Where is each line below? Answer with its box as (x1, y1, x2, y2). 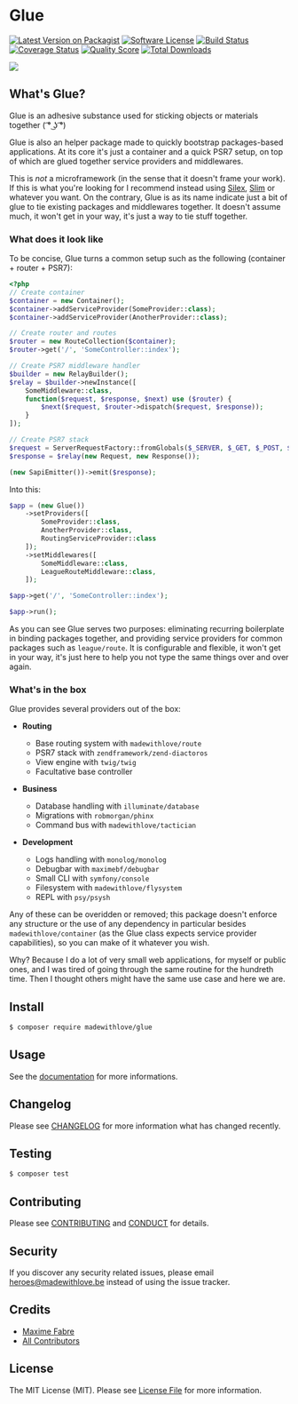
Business (21, 784, 58, 794)
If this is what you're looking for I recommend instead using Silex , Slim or (9, 182, 275, 193)
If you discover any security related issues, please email (9, 1267, 215, 1278)
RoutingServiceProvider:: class (41, 534, 157, 543)
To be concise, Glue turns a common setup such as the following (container (9, 253, 286, 264)
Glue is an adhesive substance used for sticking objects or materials (9, 110, 259, 121)
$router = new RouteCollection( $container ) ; (9, 337, 176, 347)
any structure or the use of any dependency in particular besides (9, 919, 247, 929)
